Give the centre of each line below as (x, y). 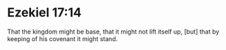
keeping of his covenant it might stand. (63, 38)
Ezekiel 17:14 (44, 13)
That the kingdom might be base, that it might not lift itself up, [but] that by (113, 32)
